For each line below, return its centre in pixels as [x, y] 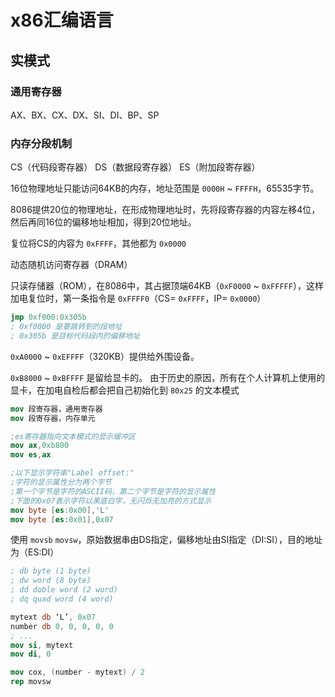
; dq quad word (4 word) [62, 599]
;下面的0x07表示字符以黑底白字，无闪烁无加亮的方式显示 [111, 501]
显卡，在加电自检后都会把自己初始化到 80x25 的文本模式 [125, 390]
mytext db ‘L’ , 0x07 [53, 617]
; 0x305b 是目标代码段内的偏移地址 [75, 336]
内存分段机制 [41, 143]
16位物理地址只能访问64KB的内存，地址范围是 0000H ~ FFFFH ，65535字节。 [165, 188]
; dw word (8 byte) [51, 581]
